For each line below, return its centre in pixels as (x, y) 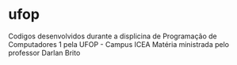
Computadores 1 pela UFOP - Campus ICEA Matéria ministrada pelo (119, 44)
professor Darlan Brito (44, 52)
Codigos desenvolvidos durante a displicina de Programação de (113, 36)
